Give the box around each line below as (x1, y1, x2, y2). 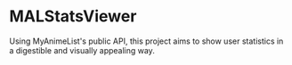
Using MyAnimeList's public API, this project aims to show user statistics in (9, 36, 284, 46)
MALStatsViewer (9, 6, 137, 27)
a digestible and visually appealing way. (9, 45, 156, 55)
